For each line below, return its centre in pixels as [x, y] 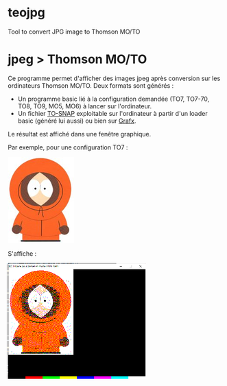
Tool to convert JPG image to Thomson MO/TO [74, 32]
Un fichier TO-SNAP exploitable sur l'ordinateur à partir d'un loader [112, 113]
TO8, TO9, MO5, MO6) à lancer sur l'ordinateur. [85, 106]
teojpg [26, 13]
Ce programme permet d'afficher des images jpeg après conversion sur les [114, 78]
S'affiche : [22, 253]
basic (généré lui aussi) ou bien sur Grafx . [77, 121]
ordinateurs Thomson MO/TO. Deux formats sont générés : [91, 85]
